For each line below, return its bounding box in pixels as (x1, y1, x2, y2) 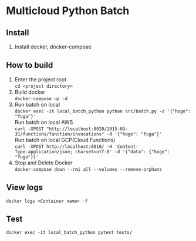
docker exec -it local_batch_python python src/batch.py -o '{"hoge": (14, 108, 191, 114)
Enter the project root (14, 75, 66, 83)
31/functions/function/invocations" (14, 131, 104, 137)
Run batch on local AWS (14, 118, 73, 126)
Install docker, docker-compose (14, 43, 92, 50)
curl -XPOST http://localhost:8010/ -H (14, 143, 113, 150)
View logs (6, 183, 43, 193)
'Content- (114, 143, 139, 150)
